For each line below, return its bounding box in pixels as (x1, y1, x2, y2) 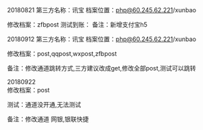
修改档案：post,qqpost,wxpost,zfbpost (7, 50, 117, 57)
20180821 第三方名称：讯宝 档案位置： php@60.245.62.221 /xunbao (7, 6, 197, 14)
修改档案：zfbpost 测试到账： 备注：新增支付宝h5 (7, 21, 147, 29)
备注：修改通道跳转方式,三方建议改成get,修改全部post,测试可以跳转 (7, 64, 197, 72)
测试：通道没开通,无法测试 (7, 101, 82, 108)
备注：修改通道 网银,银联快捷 (7, 115, 89, 123)
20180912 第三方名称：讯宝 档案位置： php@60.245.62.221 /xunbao (7, 35, 197, 43)
